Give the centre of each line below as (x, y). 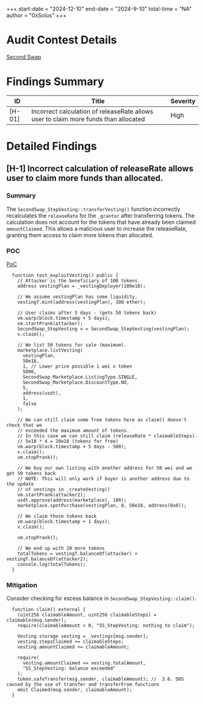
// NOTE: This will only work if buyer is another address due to (103, 479)
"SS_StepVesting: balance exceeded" (69, 669)
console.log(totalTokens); (52, 565)
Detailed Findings (52, 146)
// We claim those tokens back (57, 516)
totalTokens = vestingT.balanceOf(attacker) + (77, 554)
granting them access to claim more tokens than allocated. (80, 235)
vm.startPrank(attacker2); (52, 495)
